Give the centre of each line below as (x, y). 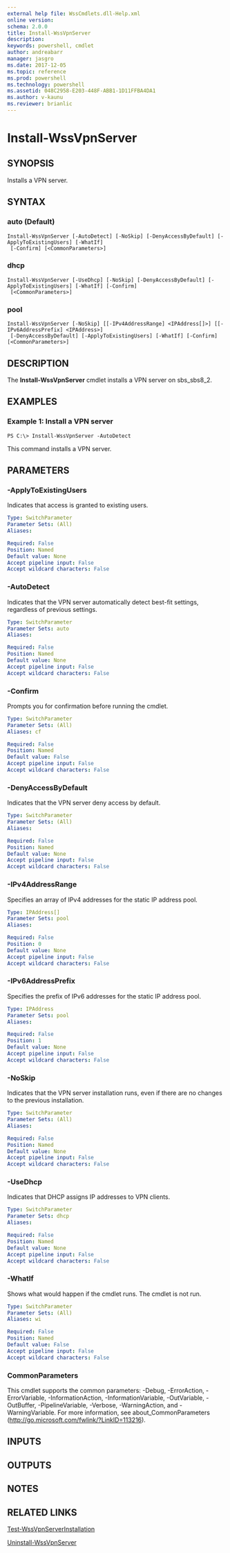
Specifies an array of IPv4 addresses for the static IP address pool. (103, 900)
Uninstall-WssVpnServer (42, 1542)
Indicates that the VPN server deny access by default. (84, 803)
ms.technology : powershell (46, 85)
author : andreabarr (35, 53)
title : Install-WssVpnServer (49, 33)
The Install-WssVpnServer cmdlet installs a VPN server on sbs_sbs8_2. (110, 380)
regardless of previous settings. (52, 609)
